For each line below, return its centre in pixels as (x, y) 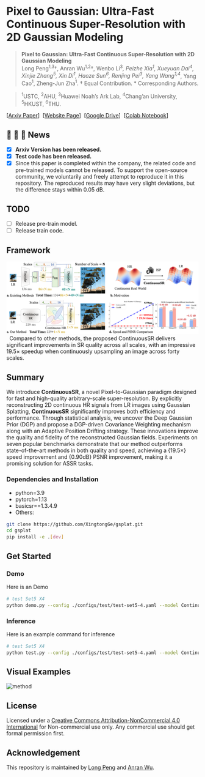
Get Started (29, 556)
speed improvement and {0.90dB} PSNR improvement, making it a (89, 457)
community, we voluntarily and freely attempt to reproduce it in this (99, 177)
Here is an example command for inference (61, 634)
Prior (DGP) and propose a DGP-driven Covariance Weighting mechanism (99, 425)
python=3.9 (30, 493)
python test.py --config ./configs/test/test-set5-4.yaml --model (92, 653)
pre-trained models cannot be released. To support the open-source (101, 170)
